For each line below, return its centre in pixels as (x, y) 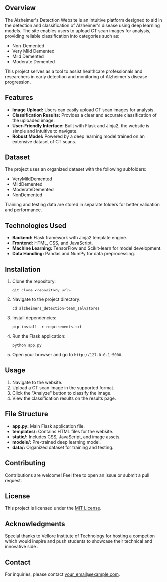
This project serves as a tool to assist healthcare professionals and (74, 71)
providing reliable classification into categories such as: (62, 36)
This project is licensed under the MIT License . (53, 508)
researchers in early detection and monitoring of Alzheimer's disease (76, 76)
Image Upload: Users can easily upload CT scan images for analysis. (83, 110)
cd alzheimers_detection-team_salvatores (56, 309)
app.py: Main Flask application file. (49, 426)
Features (19, 98)
